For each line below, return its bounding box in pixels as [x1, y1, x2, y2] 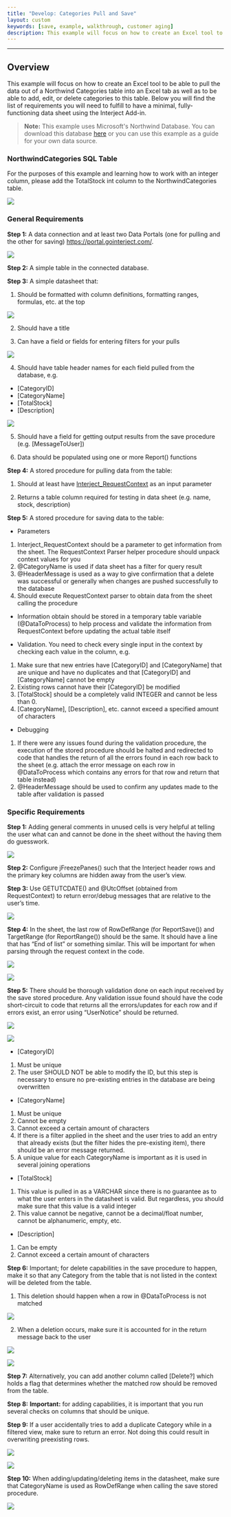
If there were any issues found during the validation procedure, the [16, 738, 207, 747]
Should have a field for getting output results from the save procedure [16, 432, 215, 441]
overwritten [16, 1082, 50, 1091]
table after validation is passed [16, 790, 104, 798]
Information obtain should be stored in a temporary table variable [16, 612, 201, 620]
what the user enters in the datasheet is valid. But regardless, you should [16, 1194, 224, 1202]
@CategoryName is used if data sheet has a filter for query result [16, 562, 203, 570]
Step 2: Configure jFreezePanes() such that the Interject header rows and [7, 864, 215, 872]
